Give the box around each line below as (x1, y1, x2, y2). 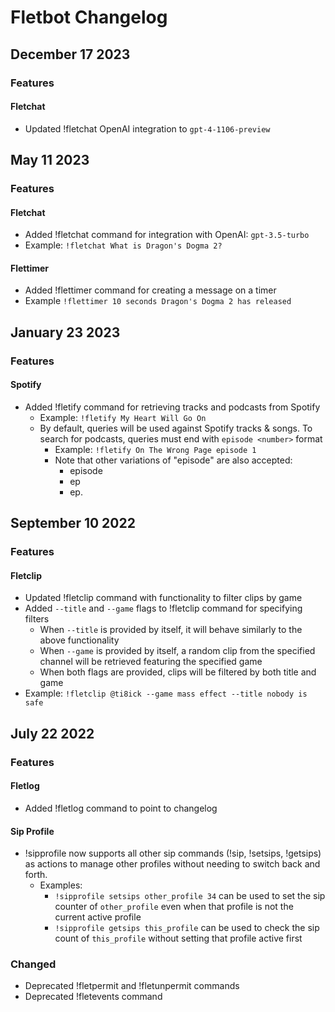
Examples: (39, 879, 83, 891)
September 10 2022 (10, 515, 136, 532)
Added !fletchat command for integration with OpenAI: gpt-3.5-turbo (24, 229, 310, 241)
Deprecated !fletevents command (24, 991, 163, 1003)
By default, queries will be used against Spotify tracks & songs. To (39, 422, 313, 434)
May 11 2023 (10, 152, 90, 169)
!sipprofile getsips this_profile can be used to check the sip (54, 922, 320, 934)
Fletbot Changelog (10, 6, 168, 29)
